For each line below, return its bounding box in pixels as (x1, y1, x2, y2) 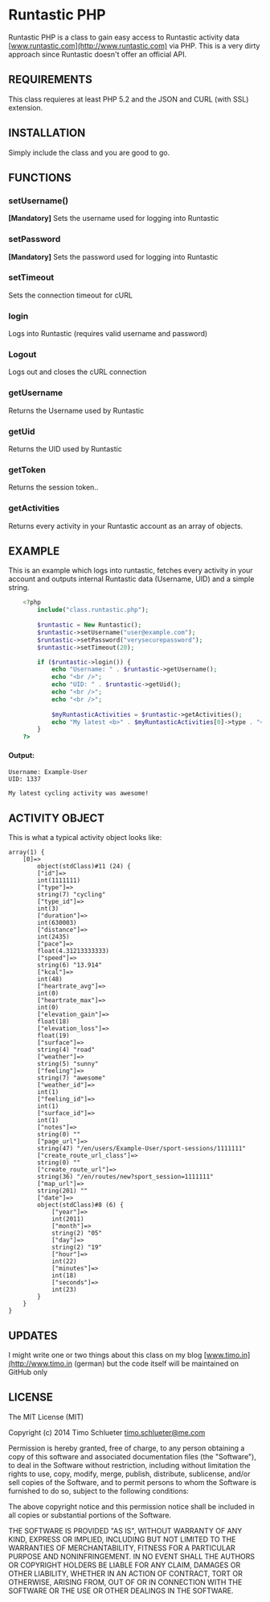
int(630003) (37, 919, 78, 927)
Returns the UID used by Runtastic (8, 444, 122, 454)
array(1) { (8, 848, 45, 856)
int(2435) (37, 933, 70, 941)
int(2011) (51, 1215, 84, 1223)
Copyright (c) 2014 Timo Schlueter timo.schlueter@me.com (8, 1427, 206, 1437)
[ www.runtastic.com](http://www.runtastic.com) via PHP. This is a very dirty (8, 40, 260, 50)
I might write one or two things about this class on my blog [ (8, 1350, 207, 1360)
